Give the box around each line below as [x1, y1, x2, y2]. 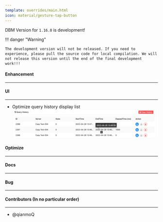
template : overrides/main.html [5, 8, 68, 13]
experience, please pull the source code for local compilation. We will [5, 51, 158, 56]
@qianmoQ [12, 212, 35, 218]
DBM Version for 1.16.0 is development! [5, 27, 85, 33]
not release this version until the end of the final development [5, 56, 142, 61]
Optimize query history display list [12, 104, 81, 110]
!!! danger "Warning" [5, 37, 46, 42]
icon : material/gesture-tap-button [5, 13, 77, 18]
